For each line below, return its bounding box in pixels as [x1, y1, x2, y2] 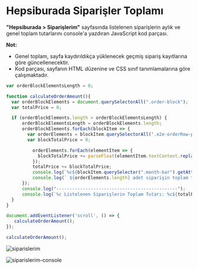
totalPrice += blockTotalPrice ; [32, 164, 112, 170]
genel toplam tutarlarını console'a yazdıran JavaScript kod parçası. [6, 29, 169, 36]
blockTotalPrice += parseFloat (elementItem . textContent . [37, 153, 181, 159]
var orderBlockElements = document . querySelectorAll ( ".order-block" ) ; [11, 99, 189, 105]
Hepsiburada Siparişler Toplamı [6, 4, 164, 18]
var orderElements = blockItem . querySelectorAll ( [27, 131, 151, 138]
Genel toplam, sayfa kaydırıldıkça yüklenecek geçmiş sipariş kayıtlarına [14, 52, 187, 59]
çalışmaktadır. [14, 71, 49, 78]
